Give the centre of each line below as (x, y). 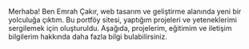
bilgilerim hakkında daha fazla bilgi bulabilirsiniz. (88, 36)
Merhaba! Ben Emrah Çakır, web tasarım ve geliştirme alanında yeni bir (125, 11)
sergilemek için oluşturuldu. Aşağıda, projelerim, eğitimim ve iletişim (120, 28)
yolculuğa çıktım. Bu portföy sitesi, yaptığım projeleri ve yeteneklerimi (123, 20)
